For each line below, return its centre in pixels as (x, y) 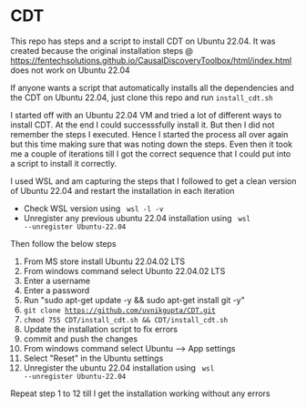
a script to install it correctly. (64, 163)
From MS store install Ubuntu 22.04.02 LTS (104, 261)
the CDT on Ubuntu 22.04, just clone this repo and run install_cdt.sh (142, 97)
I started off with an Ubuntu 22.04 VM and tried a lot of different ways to (146, 115)
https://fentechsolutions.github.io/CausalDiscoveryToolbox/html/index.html (151, 60)
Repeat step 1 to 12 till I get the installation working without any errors (141, 393)
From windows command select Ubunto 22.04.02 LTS (124, 270)
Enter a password (56, 290)
